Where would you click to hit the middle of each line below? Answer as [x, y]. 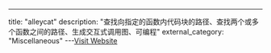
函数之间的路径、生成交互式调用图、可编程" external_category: [119, 32]
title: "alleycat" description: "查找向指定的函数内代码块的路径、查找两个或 [130, 22]
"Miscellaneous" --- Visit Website [63, 41]
